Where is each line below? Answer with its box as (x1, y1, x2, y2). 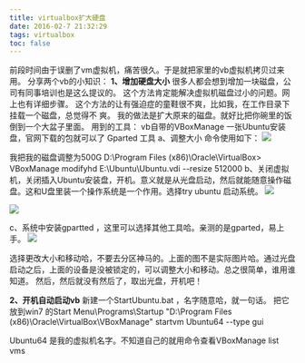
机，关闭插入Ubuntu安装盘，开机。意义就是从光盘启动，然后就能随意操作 (9, 174, 284, 186)
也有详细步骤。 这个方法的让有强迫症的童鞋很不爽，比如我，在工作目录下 (16, 99, 290, 110)
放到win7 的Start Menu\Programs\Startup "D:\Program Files (9, 306, 232, 318)
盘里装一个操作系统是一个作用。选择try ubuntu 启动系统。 (46, 186, 263, 197)
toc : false (9, 38, 51, 48)
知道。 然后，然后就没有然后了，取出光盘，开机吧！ (9, 276, 202, 287)
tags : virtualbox (9, 30, 75, 39)
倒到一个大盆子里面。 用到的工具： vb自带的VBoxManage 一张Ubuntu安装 (9, 122, 286, 132)
